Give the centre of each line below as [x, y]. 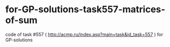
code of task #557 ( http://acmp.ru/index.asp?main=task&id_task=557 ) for [84, 34]
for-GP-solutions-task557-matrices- [85, 9]
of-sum [21, 20]
